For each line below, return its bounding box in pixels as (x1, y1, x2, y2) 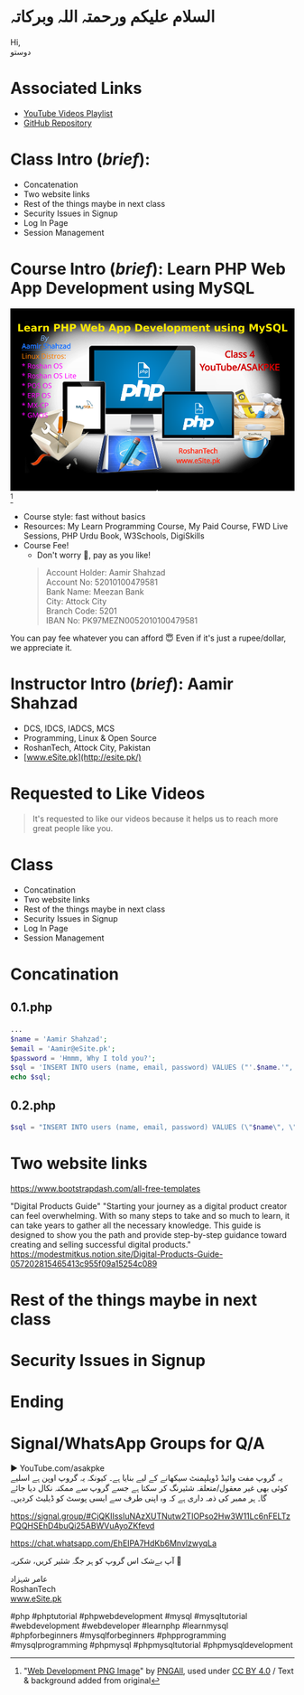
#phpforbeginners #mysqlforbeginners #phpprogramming (10, 1630, 226, 1641)
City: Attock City (45, 596, 107, 607)
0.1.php (10, 1000, 53, 1016)
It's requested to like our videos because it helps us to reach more (32, 813, 279, 824)
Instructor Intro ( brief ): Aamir (10, 674, 234, 695)
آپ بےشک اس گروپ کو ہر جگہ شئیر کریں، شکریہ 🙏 (10, 1556, 182, 1567)
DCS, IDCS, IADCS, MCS (23, 723, 115, 734)
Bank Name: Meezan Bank (45, 586, 144, 597)
